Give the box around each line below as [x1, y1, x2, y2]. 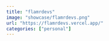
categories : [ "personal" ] [6, 25, 71, 32]
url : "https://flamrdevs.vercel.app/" [6, 20, 104, 26]
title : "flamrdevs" [6, 8, 55, 15]
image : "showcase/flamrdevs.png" [6, 14, 90, 20]
